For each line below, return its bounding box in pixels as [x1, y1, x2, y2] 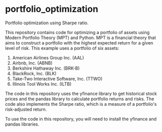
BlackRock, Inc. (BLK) [12, 70, 57, 76]
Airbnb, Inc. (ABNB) [12, 60, 53, 66]
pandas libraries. [5, 121, 40, 127]
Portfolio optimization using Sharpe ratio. [5, 20, 89, 26]
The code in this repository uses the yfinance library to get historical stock [5, 90, 157, 96]
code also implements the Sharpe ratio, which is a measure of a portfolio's [5, 101, 157, 107]
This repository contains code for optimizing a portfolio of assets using [5, 29, 150, 35]
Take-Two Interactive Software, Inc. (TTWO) [12, 76, 103, 82]
